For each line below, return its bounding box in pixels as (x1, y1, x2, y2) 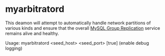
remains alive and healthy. (5, 30, 59, 36)
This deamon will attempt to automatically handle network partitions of (5, 20, 151, 26)
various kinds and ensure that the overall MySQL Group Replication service (5, 25, 160, 31)
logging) (5, 45, 23, 51)
